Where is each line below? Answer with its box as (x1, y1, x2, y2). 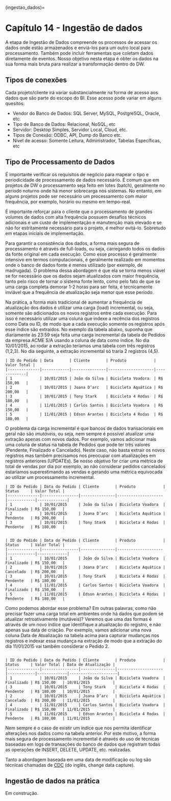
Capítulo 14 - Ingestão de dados (5, 23, 143, 34)
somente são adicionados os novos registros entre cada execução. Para (5, 310, 157, 316)
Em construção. (5, 790, 39, 796)
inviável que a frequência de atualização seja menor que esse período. (5, 289, 154, 295)
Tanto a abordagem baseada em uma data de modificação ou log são (5, 756, 152, 763)
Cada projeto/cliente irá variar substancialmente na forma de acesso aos (5, 89, 158, 95)
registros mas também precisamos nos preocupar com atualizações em (5, 452, 156, 458)
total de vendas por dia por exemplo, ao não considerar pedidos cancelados (5, 463, 166, 469)
